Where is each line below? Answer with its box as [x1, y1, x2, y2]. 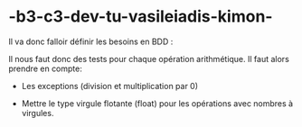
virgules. [21, 107, 54, 118]
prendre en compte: [8, 63, 82, 74]
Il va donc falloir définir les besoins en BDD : [8, 36, 174, 47]
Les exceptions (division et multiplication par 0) [21, 80, 199, 91]
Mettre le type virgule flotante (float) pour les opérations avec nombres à [21, 97, 294, 109]
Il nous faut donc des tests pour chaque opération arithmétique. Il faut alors [8, 53, 290, 64]
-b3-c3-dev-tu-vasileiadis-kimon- [8, 6, 273, 27]
